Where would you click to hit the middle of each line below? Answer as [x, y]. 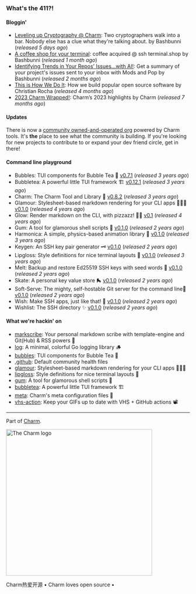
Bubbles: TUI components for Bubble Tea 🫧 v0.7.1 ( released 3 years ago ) [102, 175]
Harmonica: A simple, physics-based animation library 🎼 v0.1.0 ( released [102, 234]
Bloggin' [17, 22]
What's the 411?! [30, 8]
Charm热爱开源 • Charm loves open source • [60, 585]
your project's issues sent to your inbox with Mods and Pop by [90, 73]
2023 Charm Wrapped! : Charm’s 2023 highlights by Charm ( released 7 [99, 97]
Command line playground [39, 162]
